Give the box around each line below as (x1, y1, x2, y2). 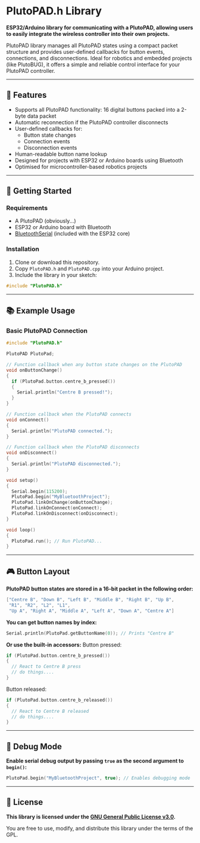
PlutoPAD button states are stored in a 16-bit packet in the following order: (6, 585, 193, 592)
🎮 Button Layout (6, 566, 70, 577)
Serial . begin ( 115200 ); (11, 488, 68, 494)
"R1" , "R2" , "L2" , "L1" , (8, 602, 70, 608)
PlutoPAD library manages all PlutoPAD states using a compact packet (6, 42, 178, 49)
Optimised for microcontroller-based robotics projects (14, 163, 148, 170)
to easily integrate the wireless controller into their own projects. (6, 30, 170, 37)
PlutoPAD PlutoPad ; (6, 351, 55, 357)
